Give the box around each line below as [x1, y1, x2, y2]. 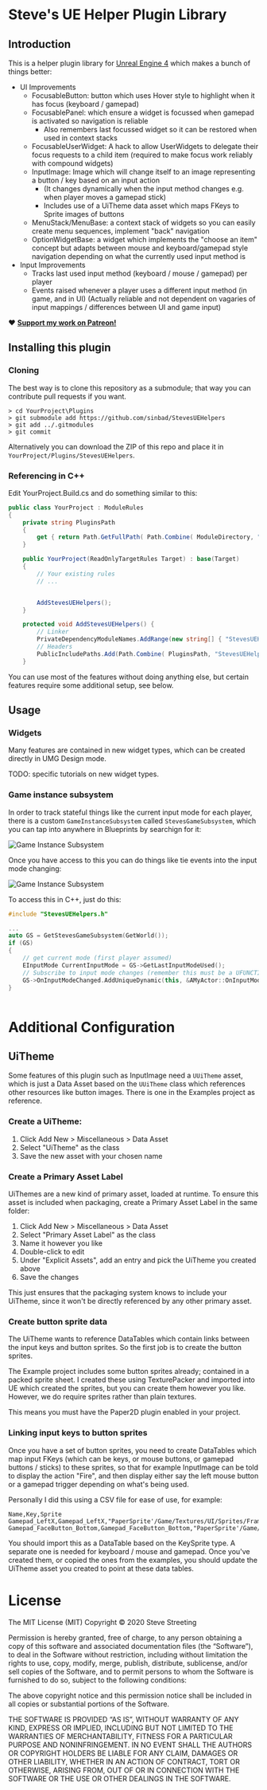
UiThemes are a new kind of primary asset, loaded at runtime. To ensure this [8, 1189, 259, 1199]
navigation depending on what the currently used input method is [31, 252, 246, 261]
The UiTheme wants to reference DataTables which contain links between [8, 1334, 250, 1344]
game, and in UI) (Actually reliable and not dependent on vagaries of [31, 294, 256, 304]
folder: [8, 1206, 30, 1215]
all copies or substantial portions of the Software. [8, 1699, 169, 1709]
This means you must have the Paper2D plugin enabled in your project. [8, 1407, 241, 1417]
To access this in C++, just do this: [8, 894, 122, 904]
